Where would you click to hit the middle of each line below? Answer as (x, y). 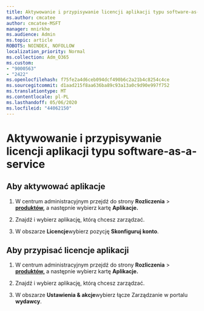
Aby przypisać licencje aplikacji (68, 250)
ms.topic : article (29, 40)
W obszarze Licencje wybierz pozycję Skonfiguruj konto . (87, 231)
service (26, 164)
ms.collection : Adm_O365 (38, 57)
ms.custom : (20, 63)
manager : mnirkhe (28, 29)
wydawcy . (28, 301)
